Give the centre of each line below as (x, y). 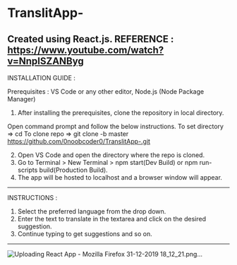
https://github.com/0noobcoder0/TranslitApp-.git (79, 141)
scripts (28, 170)
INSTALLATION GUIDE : (42, 78)
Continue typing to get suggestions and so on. (85, 234)
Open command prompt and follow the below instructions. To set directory (116, 126)
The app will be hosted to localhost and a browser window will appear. (120, 177)
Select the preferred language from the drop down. (92, 211)
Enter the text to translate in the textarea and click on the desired (112, 219)
